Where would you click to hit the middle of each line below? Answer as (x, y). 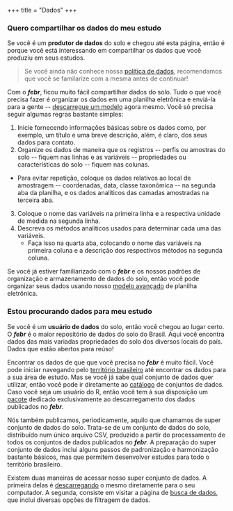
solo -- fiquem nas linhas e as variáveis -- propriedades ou (102, 157)
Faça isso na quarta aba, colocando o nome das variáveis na (114, 243)
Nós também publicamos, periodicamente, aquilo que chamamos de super (114, 420)
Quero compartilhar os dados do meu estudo (85, 28)
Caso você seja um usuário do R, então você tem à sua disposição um (108, 392)
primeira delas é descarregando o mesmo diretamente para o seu (101, 485)
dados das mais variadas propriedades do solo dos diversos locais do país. (115, 341)
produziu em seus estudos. (46, 58)
